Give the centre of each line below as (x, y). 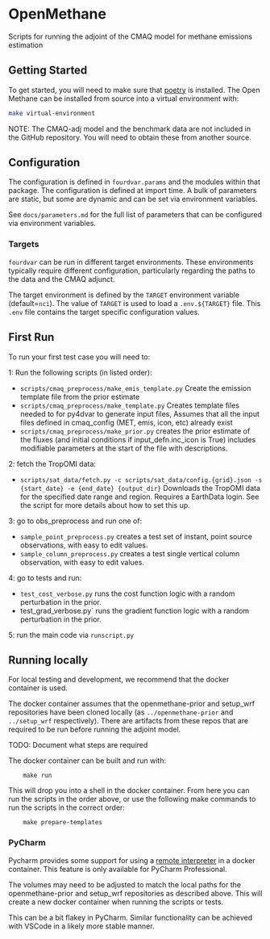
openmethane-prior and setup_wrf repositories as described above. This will (135, 893)
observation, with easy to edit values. (82, 562)
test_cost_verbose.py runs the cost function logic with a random (127, 593)
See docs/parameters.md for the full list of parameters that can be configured (135, 215)
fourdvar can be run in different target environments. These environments (131, 262)
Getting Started (48, 71)
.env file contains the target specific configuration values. (104, 312)
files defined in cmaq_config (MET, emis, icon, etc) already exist (127, 422)
